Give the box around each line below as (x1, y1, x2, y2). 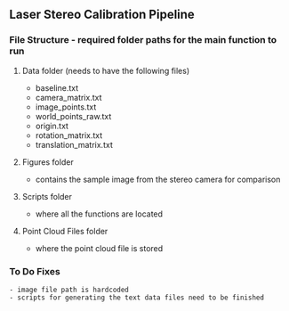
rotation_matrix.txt (35, 129, 103, 141)
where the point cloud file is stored (35, 242, 164, 253)
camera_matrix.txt (35, 92, 102, 102)
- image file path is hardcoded (9, 285, 129, 294)
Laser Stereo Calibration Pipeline (9, 7, 196, 22)
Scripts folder (21, 191, 73, 201)
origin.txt (35, 120, 69, 131)
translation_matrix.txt (35, 139, 113, 150)
